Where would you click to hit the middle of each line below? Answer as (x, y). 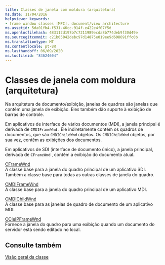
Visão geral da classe (27, 257)
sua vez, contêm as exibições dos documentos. (54, 140)
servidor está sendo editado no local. (43, 229)
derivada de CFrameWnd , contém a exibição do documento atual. (70, 155)
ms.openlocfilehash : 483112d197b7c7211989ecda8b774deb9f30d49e (72, 33)
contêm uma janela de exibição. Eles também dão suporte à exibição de (78, 110)
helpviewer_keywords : (27, 19)
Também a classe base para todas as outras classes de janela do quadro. (80, 175)
